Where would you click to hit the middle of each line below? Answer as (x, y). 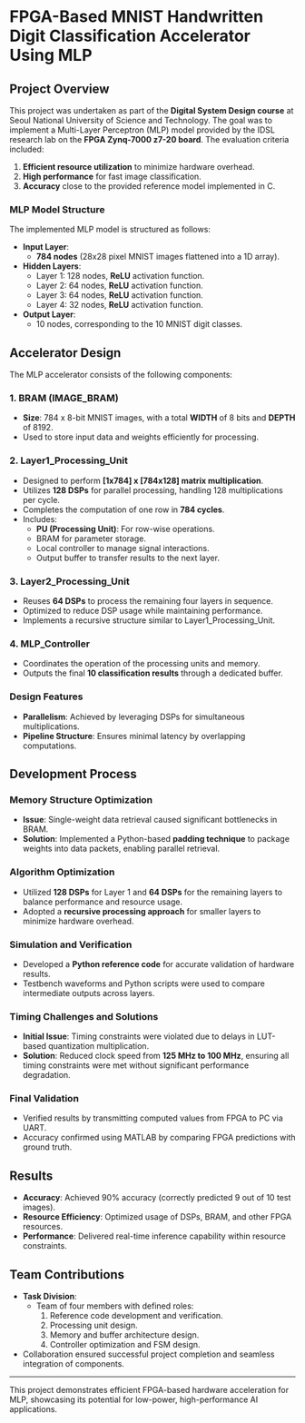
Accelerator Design (65, 353)
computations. (49, 746)
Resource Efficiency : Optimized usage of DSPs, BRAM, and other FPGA (157, 1217)
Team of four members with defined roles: (115, 1306)
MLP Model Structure (57, 209)
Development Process (74, 774)
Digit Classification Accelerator (130, 36)
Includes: (39, 519)
